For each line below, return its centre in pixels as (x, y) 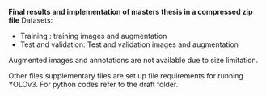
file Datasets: (31, 20)
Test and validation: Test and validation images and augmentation (129, 44)
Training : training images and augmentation (93, 36)
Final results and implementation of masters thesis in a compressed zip (131, 12)
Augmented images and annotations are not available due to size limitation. (133, 60)
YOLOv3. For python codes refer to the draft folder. (93, 84)
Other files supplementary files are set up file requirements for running (126, 76)
